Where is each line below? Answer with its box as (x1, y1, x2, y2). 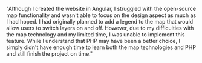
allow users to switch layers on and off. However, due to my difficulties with (6, 24, 194, 31)
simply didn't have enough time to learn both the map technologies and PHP (6, 44, 197, 51)
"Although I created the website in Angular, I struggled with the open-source (6, 5, 197, 12)
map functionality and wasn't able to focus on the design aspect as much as (6, 12, 197, 19)
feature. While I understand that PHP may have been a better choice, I (6, 38, 180, 44)
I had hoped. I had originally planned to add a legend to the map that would (6, 18, 194, 25)
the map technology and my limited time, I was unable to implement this (6, 31, 185, 38)
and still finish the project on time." (6, 50, 93, 57)
